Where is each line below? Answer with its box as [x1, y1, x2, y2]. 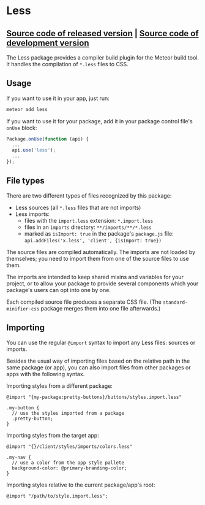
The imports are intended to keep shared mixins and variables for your [6, 273, 184, 280]
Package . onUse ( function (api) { [6, 136, 89, 142]
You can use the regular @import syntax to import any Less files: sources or [6, 339, 196, 346]
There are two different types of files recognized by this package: [6, 191, 172, 199]
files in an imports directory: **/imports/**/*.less [24, 223, 152, 231]
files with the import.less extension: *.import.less [24, 217, 154, 224]
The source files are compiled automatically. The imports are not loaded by [6, 248, 196, 255]
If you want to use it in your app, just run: [6, 94, 110, 102]
